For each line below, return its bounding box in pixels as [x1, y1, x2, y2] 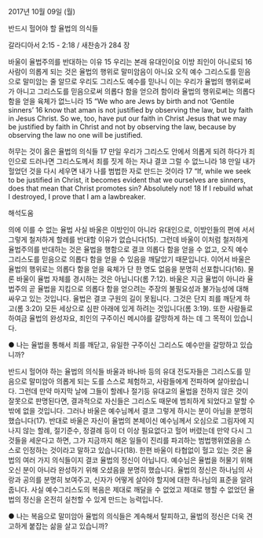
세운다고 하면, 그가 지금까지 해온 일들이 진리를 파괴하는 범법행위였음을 [28, 436, 243, 445]
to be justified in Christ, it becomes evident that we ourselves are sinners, [8, 176, 246, 184]
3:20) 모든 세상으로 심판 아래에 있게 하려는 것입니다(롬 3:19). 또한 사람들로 [24, 304, 254, 313]
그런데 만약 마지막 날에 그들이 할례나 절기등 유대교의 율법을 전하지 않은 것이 [18, 387, 249, 395]
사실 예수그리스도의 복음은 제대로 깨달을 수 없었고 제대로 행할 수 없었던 [31, 485, 247, 494]
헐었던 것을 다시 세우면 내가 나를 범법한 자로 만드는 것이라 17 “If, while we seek [8, 166, 251, 176]
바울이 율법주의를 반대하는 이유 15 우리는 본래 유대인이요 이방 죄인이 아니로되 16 [8, 58, 253, 66]
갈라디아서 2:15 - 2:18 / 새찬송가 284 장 [8, 40, 130, 50]
